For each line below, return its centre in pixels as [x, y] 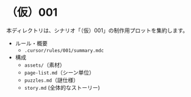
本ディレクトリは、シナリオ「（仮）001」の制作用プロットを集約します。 [97, 30]
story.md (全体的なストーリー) [62, 87]
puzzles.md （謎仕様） [52, 80]
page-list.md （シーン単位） [59, 72]
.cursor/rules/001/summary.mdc [64, 50]
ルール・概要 [31, 43]
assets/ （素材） [45, 65]
